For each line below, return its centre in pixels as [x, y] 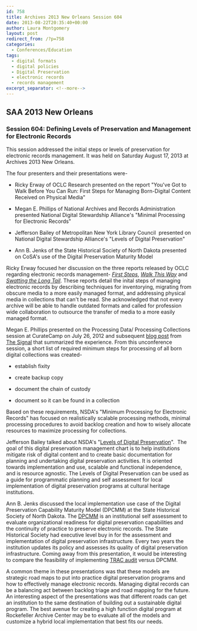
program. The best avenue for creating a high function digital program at [94, 609]
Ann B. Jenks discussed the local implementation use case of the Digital [94, 503]
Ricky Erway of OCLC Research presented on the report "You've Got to [101, 185]
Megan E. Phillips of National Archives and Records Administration [95, 208]
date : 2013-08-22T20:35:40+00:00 [47, 22]
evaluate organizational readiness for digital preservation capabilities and [95, 522]
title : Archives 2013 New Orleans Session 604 [64, 17]
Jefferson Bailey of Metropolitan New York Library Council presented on [103, 232]
